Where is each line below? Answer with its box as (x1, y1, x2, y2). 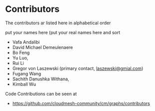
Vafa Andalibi (12, 39, 40, 45)
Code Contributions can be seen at (5, 91, 77, 97)
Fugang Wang (12, 70, 41, 76)
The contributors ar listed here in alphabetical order (5, 20, 111, 26)
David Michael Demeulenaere (12, 44, 73, 50)
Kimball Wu (12, 81, 36, 87)
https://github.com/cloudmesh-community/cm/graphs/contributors (12, 100, 151, 106)
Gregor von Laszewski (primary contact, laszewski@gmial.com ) (12, 65, 144, 71)
